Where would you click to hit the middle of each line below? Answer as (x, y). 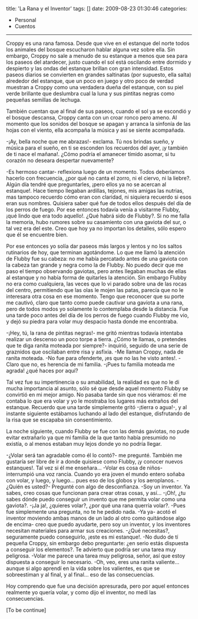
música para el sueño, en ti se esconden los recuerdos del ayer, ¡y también (97, 148)
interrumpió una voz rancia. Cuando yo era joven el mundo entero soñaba (95, 474)
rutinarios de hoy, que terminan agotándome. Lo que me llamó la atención (96, 252)
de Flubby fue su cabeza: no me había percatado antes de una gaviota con (97, 259)
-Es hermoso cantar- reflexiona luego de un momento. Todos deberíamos (95, 172)
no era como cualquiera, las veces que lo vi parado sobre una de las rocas (97, 284)
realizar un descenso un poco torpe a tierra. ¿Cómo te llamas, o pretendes (96, 339)
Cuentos (25, 26)
